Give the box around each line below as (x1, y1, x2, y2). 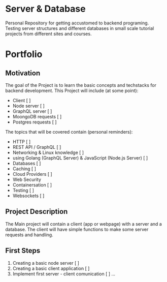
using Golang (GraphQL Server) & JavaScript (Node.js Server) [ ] (12, 154, 148, 161)
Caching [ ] (12, 166, 37, 172)
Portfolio (5, 49, 43, 60)
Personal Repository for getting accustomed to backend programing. (5, 20, 149, 26)
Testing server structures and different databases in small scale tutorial (5, 25, 154, 31)
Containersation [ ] (12, 181, 52, 188)
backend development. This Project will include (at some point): (5, 87, 139, 93)
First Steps (5, 246, 41, 255)
